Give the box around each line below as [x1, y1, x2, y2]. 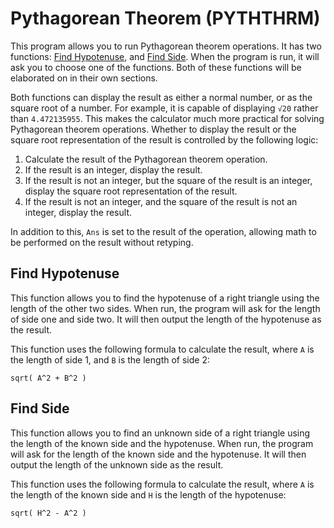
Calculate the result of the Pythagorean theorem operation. [24, 153, 268, 165]
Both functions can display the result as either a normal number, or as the [10, 91, 313, 103]
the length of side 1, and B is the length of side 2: [10, 353, 210, 366]
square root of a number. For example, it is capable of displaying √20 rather [10, 102, 319, 114]
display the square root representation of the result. [24, 185, 238, 197]
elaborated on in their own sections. [10, 72, 158, 84]
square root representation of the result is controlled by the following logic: [10, 133, 319, 146]
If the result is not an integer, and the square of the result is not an [24, 195, 298, 207]
